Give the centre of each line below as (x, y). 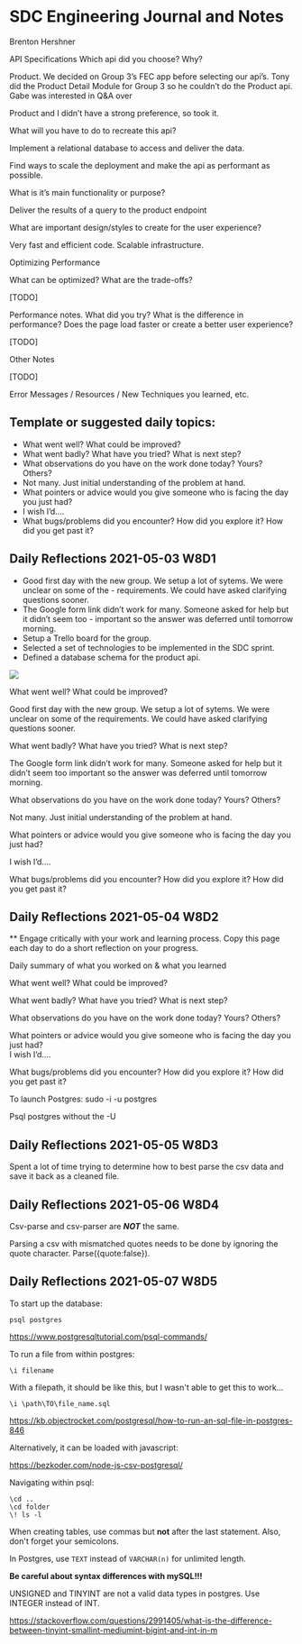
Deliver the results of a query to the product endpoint (108, 210)
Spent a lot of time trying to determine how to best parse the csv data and (146, 1167)
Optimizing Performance (55, 262)
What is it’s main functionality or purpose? (87, 192)
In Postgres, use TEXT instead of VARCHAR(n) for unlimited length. (128, 1558)
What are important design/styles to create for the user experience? (135, 227)
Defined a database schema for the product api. (111, 657)
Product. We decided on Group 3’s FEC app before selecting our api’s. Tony (150, 76)
